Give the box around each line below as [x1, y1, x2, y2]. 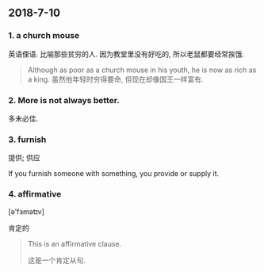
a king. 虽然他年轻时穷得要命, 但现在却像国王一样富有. [27, 75, 204, 84]
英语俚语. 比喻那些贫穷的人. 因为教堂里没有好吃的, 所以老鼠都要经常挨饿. [8, 49, 244, 59]
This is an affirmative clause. [27, 239, 122, 248]
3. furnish [8, 134, 47, 145]
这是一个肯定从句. [27, 255, 86, 265]
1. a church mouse [8, 30, 80, 41]
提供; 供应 [8, 153, 41, 163]
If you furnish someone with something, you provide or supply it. [8, 169, 220, 178]
